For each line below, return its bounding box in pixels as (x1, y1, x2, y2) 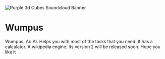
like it (5, 49, 16, 55)
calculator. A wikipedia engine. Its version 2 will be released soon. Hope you (5, 44, 161, 50)
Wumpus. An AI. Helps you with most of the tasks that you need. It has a (5, 38, 153, 44)
